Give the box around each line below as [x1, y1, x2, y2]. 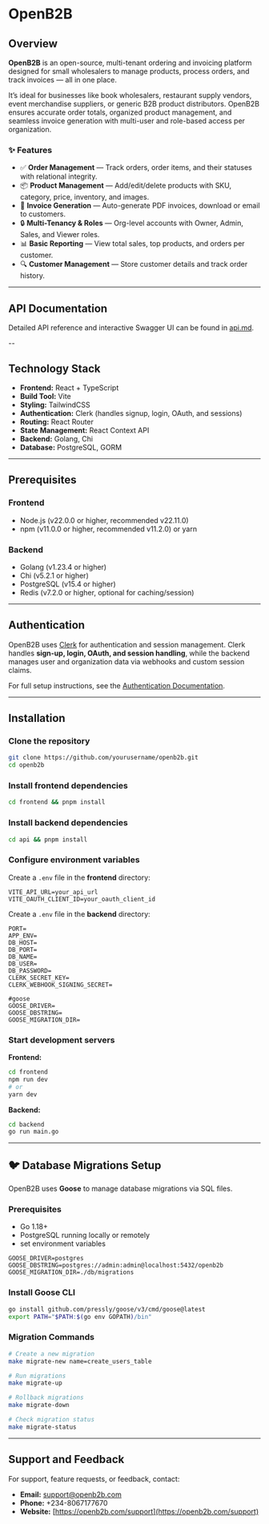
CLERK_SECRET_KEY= [8, 974, 70, 982]
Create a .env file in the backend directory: [8, 909, 151, 918]
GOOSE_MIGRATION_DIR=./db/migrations [8, 1268, 134, 1276]
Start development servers [8, 1034, 115, 1046]
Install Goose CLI [8, 1287, 76, 1298]
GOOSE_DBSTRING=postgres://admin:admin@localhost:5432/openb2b [8, 1261, 224, 1270]
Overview [8, 37, 58, 50]
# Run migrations [8, 1372, 66, 1380]
